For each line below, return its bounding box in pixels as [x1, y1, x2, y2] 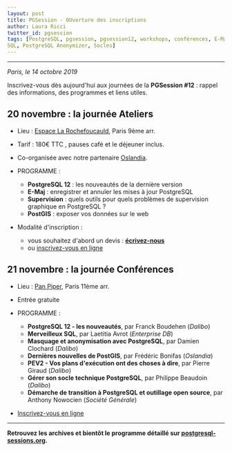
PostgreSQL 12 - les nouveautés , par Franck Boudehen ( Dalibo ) [27, 322, 211, 330]
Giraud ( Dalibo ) [27, 366, 72, 374]
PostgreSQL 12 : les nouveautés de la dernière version [27, 180, 183, 189]
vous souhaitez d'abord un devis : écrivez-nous [27, 236, 165, 244]
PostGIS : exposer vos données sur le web [27, 209, 149, 218]
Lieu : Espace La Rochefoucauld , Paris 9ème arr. [17, 126, 155, 135]
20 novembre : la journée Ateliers [7, 108, 154, 120]
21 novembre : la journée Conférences [7, 264, 174, 276]
